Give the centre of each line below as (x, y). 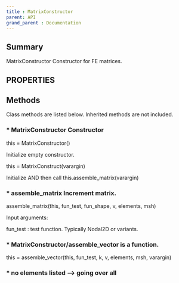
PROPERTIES (31, 80)
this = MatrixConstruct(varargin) (46, 166)
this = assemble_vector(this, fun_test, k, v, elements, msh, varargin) (89, 257)
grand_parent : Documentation (44, 23)
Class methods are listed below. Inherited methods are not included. (90, 114)
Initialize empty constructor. (40, 154)
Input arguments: (27, 217)
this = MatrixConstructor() (38, 143)
